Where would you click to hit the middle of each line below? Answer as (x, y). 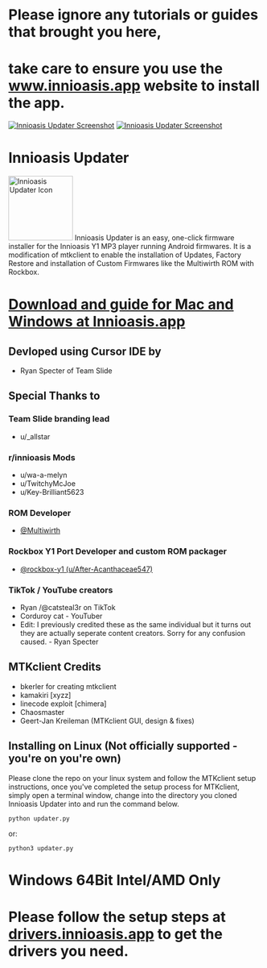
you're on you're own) (65, 759)
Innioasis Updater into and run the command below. (94, 804)
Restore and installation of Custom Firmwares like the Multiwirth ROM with (131, 264)
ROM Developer (40, 513)
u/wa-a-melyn (43, 475)
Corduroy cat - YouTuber (61, 616)
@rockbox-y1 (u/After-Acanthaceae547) (86, 569)
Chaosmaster (42, 712)
